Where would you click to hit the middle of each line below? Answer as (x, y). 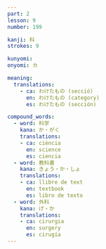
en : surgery (43, 228)
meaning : (20, 78)
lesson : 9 (22, 20)
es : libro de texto (54, 195)
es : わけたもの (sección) (61, 104)
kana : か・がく (40, 130)
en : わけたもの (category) (62, 98)
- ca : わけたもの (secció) (57, 91)
